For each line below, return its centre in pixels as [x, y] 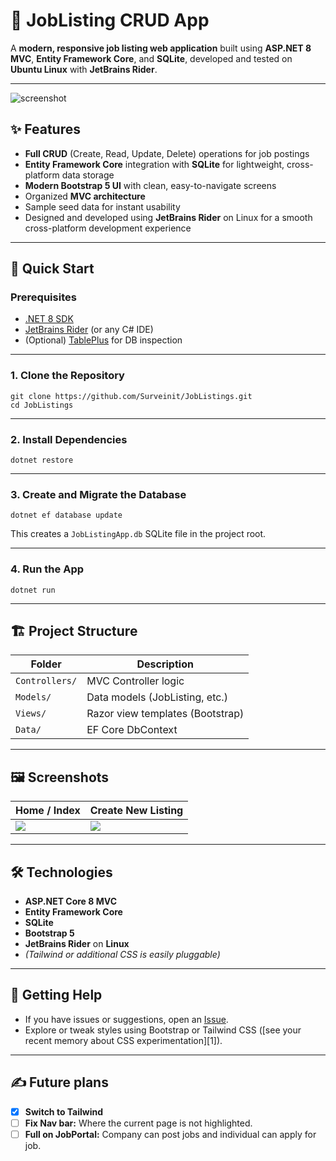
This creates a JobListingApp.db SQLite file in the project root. [138, 534]
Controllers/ [46, 681]
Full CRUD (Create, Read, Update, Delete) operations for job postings [167, 153]
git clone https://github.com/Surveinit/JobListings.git [131, 396]
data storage [88, 175]
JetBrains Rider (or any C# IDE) [89, 330]
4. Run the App [47, 569]
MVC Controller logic [135, 681]
